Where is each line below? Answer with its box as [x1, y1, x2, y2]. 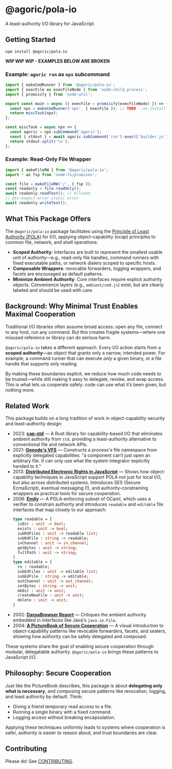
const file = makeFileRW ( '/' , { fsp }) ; [5, 181, 93, 186]
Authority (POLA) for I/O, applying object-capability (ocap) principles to [5, 233, 156, 240]
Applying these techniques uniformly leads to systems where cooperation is [5, 724, 165, 730]
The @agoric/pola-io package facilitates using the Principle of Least [5, 228, 149, 234]
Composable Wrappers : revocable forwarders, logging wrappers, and [12, 265, 161, 271]
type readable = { [12, 517, 52, 522]
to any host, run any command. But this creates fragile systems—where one [5, 329, 165, 335]
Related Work [5, 401, 50, 410]
